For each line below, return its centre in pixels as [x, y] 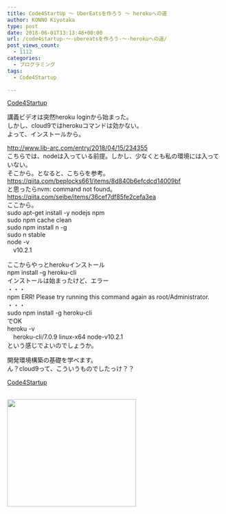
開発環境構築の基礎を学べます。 [52, 360]
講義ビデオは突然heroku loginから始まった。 [70, 117]
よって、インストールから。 [46, 134]
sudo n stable [26, 235]
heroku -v [21, 329]
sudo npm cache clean [39, 220]
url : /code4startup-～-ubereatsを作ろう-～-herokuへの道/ [87, 39]
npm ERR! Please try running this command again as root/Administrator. [108, 297]
